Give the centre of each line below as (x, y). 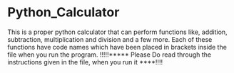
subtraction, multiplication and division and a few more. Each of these (110, 39)
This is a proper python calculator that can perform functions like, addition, (117, 32)
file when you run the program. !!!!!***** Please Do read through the (110, 55)
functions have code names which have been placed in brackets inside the (117, 47)
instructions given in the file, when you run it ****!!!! (85, 62)
